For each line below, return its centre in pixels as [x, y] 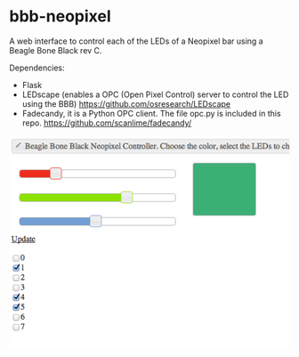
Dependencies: [37, 68]
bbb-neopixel [60, 16]
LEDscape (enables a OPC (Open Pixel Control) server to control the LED [155, 94]
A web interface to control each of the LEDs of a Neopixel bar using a [137, 41]
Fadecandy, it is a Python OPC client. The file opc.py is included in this [152, 113]
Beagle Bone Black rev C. [56, 50]
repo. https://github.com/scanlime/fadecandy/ [107, 123]
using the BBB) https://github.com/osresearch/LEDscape [126, 103]
